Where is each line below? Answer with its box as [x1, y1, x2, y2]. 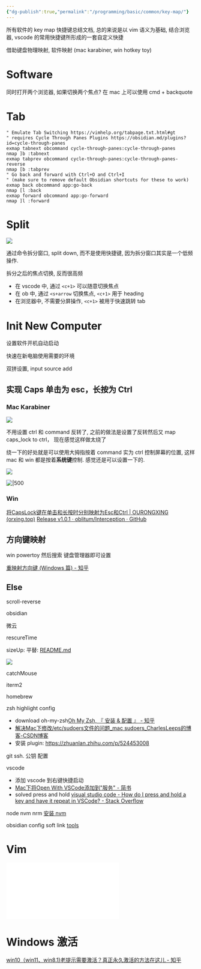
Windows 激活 [6, 935, 78, 949]
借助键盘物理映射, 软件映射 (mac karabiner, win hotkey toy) [6, 46, 152, 53]
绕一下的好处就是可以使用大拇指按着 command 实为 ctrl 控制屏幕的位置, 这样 [6, 448, 195, 456]
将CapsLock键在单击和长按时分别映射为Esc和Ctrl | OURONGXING [6, 509, 169, 516]
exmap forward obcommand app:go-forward [6, 193, 109, 199]
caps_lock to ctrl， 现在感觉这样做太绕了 [6, 436, 107, 443]
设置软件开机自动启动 [6, 340, 59, 347]
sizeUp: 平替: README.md [6, 646, 71, 653]
